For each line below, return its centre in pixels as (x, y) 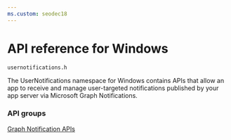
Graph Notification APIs (41, 129)
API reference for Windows (88, 48)
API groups (27, 113)
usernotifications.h (38, 68)
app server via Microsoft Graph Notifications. (73, 95)
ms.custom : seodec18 (38, 14)
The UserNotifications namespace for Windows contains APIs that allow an (116, 80)
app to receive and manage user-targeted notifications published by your (113, 88)
